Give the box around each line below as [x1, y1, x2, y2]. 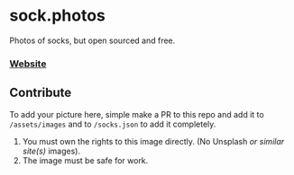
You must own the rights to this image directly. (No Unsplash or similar [22, 136, 285, 146]
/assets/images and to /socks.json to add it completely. [9, 118, 216, 129]
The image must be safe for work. [22, 154, 149, 166]
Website [9, 57, 47, 70]
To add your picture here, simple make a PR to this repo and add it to [9, 109, 264, 119]
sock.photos [9, 5, 106, 26]
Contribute [9, 85, 72, 101]
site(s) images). [22, 145, 81, 156]
